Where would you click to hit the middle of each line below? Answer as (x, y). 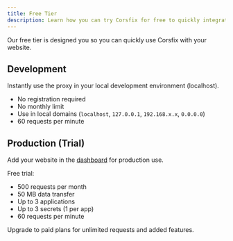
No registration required (51, 99)
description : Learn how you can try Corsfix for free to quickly (103, 20)
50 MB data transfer (46, 194)
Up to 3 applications (46, 201)
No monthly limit (41, 107)
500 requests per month (52, 187)
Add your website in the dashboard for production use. (86, 160)
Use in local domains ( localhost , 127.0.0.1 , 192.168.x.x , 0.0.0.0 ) (111, 114)
